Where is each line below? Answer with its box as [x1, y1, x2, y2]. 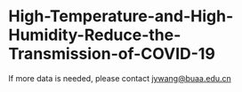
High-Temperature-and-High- [8, 6, 234, 27]
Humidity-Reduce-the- [8, 25, 181, 45]
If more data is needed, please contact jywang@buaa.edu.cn [8, 73, 232, 83]
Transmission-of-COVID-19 [8, 44, 215, 64]
